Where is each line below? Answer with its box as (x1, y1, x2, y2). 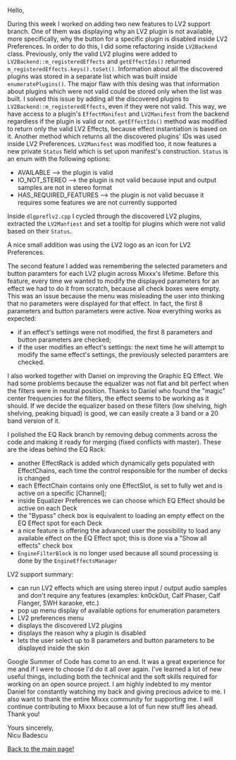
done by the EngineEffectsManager (17, 557, 118, 565)
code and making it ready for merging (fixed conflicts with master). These (7, 438, 222, 446)
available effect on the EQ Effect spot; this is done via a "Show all (17, 534, 207, 542)
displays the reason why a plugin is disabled (17, 629, 147, 637)
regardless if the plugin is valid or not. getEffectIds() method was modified (7, 117, 228, 126)
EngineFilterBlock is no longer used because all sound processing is (17, 549, 218, 557)
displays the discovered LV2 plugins (17, 621, 123, 629)
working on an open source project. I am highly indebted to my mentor (7, 680, 212, 688)
